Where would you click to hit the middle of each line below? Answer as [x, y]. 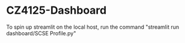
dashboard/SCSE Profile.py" [41, 33]
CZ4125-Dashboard [56, 10]
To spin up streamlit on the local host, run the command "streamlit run [92, 27]
